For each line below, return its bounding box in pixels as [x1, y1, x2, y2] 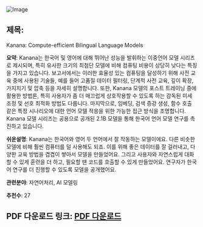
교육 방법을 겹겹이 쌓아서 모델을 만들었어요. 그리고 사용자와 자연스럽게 [17, 150, 184, 158]
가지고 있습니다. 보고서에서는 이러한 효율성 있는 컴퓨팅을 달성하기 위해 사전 [12, 69, 190, 76]
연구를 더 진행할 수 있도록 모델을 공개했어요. [12, 166, 117, 173]
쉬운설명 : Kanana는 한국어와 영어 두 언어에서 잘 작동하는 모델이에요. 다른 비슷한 [6, 135, 196, 142]
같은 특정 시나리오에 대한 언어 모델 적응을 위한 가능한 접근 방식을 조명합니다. [6, 107, 187, 114]
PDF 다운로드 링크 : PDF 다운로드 [6, 211, 122, 222]
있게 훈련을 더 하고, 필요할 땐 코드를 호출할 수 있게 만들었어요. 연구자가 [19, 158, 186, 166]
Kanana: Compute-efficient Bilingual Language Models [6, 41, 143, 49]
